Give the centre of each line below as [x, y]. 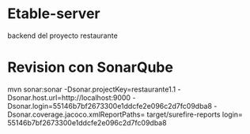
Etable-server [54, 14]
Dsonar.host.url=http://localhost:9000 [69, 97]
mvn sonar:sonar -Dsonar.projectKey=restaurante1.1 [91, 89]
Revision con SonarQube [90, 67]
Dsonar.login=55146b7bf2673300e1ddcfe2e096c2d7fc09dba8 [110, 106]
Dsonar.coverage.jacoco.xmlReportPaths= [76, 114]
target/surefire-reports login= [195, 114]
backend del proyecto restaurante [62, 35]
